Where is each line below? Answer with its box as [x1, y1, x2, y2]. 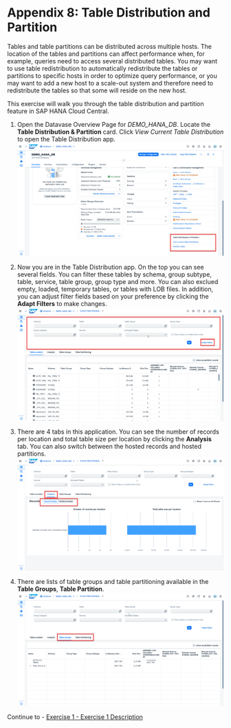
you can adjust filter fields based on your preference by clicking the [16, 292, 209, 301]
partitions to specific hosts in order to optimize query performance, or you [7, 71, 218, 80]
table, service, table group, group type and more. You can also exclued [16, 278, 219, 286]
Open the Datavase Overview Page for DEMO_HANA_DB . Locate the [16, 120, 211, 128]
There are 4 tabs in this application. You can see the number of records [16, 427, 220, 436]
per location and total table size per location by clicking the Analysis [16, 435, 212, 443]
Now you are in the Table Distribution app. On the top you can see [16, 263, 204, 272]
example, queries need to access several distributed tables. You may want [7, 57, 218, 65]
